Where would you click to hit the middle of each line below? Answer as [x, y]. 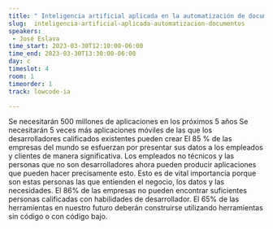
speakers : [25, 31]
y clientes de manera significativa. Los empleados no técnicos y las [121, 156]
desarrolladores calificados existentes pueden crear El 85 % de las [120, 139]
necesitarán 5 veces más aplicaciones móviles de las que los [110, 130]
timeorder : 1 [30, 84]
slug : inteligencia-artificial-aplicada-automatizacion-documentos [127, 24]
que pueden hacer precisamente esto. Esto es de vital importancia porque [132, 173]
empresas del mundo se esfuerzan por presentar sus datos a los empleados [136, 148]
